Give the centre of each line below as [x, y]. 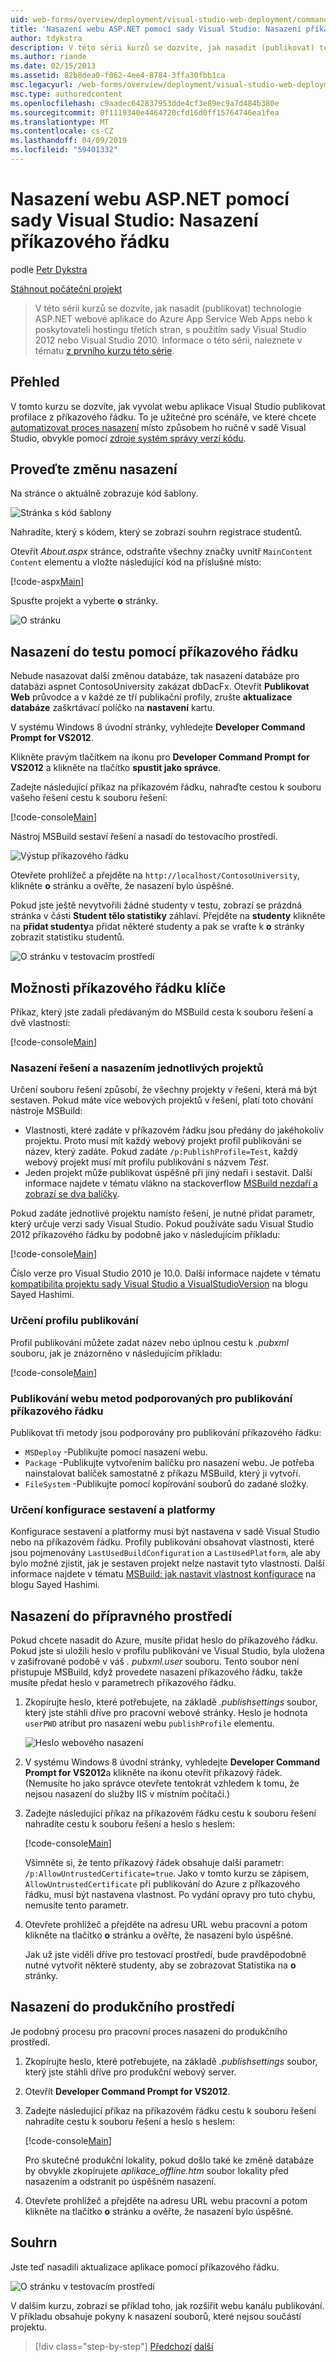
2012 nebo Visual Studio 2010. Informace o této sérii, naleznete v [168, 340]
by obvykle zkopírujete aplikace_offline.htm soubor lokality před [156, 2170]
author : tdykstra [46, 38]
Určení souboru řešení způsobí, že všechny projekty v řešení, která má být [164, 1090]
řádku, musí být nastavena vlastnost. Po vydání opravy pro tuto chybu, [170, 1895]
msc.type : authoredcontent [66, 94]
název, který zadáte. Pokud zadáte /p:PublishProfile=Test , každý [161, 1152]
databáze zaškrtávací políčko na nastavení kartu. [112, 708]
